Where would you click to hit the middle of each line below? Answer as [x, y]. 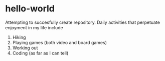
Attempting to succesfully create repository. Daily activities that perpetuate [83, 22]
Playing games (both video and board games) [59, 42]
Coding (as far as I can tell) [40, 53]
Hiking [19, 37]
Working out [25, 48]
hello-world [30, 9]
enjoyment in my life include [34, 27]
